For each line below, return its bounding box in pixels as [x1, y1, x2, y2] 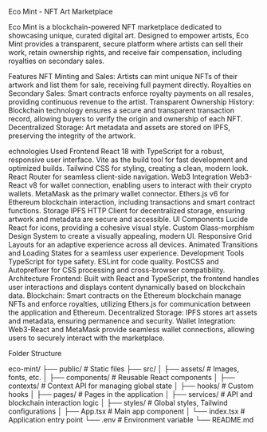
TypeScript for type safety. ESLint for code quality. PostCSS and [8, 257, 219, 266]
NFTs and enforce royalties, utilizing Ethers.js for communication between [8, 299, 251, 308]
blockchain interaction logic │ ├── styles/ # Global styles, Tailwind [8, 398, 228, 407]
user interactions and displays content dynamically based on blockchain [8, 283, 245, 291]
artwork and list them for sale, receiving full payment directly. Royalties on [8, 80, 252, 89]
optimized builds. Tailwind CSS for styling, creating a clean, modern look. [8, 164, 249, 172]
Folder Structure [8, 349, 62, 358]
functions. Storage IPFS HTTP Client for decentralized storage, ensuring [8, 206, 245, 215]
